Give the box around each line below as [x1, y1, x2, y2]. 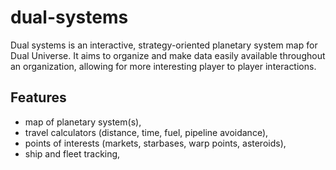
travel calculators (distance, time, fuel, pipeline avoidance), [24, 126, 269, 138]
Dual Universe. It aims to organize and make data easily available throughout [10, 49, 326, 61]
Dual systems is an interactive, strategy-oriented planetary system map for [10, 39, 318, 51]
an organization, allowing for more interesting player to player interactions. [10, 60, 317, 72]
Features [10, 89, 67, 106]
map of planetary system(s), [24, 116, 142, 128]
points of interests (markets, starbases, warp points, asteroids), [24, 137, 287, 149]
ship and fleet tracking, [24, 147, 121, 160]
